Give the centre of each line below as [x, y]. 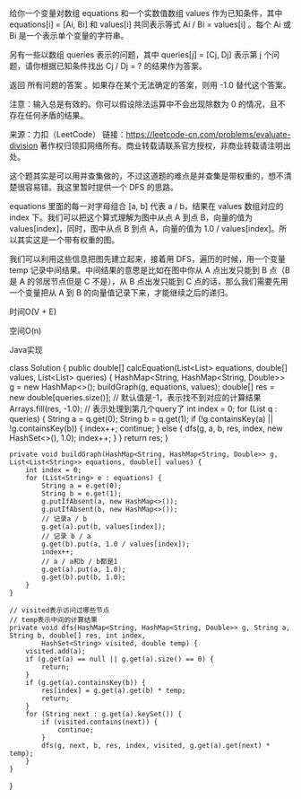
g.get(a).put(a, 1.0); [84, 569]
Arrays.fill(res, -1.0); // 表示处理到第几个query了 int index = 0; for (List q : [143, 408]
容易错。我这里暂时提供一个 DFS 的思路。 [102, 187]
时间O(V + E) [33, 312]
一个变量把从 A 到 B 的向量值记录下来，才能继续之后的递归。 [121, 293]
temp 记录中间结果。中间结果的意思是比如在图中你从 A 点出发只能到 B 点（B [150, 270]
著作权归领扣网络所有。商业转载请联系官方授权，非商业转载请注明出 [165, 145]
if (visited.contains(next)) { [100, 722]
